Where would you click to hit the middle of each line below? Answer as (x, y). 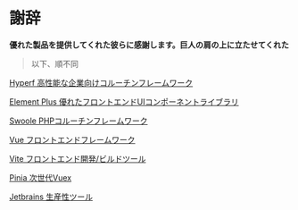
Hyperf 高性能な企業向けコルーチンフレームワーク (101, 82)
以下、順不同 (54, 63)
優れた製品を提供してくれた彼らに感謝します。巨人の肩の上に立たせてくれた (149, 45)
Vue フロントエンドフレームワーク (72, 139)
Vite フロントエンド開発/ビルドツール (78, 158)
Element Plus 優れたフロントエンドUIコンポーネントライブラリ (124, 101)
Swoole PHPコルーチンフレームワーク (79, 121)
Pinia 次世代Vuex (41, 177)
